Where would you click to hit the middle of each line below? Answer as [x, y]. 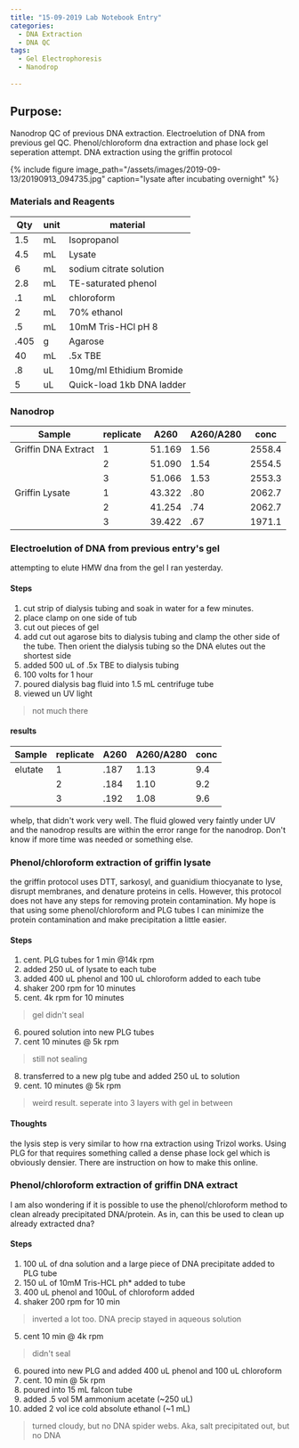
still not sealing [60, 1059]
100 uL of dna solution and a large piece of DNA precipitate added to [149, 1264]
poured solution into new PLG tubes [89, 1032]
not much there [60, 710]
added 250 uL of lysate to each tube [89, 969]
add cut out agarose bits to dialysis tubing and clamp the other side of [151, 636]
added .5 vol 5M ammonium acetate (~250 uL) [108, 1399]
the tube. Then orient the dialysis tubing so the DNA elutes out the [144, 646]
